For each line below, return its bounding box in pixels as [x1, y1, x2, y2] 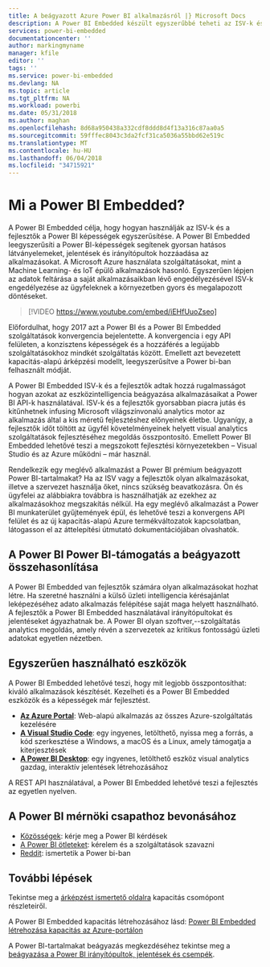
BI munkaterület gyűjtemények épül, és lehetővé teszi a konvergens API [8, 508, 245, 518]
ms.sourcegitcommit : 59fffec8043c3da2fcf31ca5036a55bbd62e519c [8, 131, 225, 139]
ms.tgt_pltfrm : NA [8, 94, 70, 102]
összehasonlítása [8, 560, 99, 574]
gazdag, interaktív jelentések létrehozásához [19, 762, 169, 771]
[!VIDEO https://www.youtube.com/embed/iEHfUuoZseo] [27, 307, 217, 316]
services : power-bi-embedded [8, 27, 106, 35]
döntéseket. [8, 291, 48, 301]
